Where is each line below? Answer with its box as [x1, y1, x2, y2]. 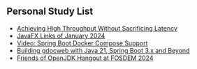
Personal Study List [6, 6, 94, 17]
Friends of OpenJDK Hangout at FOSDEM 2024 [16, 54, 154, 62]
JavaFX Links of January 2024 [16, 31, 105, 40]
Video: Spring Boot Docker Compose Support [16, 38, 148, 47]
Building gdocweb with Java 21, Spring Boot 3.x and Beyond [16, 46, 190, 54]
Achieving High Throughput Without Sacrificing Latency [16, 24, 177, 32]
